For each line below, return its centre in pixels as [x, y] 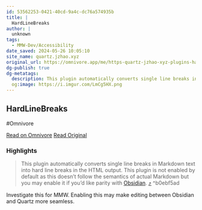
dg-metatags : [23, 73]
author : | [19, 29]
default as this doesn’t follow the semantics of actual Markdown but [105, 177]
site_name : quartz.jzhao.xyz [43, 57]
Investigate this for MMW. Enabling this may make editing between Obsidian [100, 195]
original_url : [24, 62]
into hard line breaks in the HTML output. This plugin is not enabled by [108, 170]
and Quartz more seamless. [41, 202]
